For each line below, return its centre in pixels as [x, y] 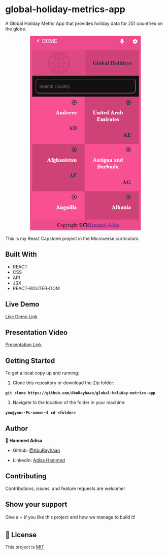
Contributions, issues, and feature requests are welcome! [65, 488]
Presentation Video [36, 332]
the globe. [16, 28]
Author [16, 428]
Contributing [26, 476]
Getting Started [30, 361]
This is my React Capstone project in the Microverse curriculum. [72, 238]
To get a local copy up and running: [42, 373]
